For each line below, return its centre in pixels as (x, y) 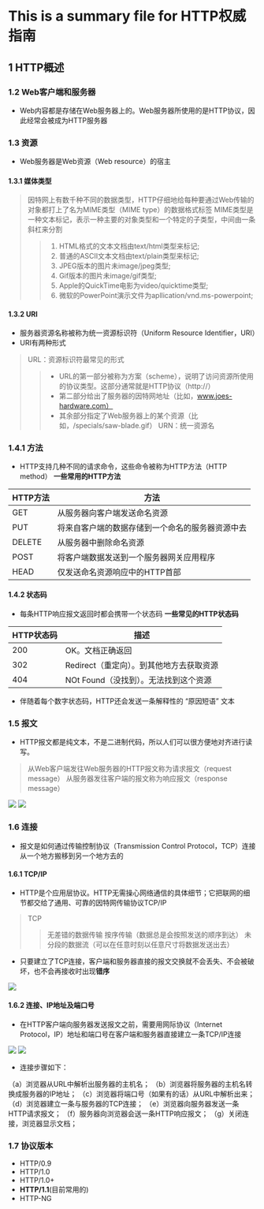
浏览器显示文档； (49, 1124)
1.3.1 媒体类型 (30, 181)
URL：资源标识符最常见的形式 (76, 359)
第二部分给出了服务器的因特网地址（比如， (128, 396)
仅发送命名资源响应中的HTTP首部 (119, 572)
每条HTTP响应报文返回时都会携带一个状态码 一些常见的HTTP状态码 (129, 614)
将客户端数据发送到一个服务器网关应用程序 (136, 557)
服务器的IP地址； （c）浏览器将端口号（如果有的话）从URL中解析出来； (138, 1094)
